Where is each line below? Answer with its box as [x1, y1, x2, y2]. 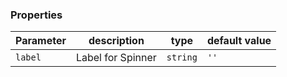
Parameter [15, 34, 67, 48]
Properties [10, 8, 63, 22]
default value [206, 34, 272, 48]
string [166, 52, 198, 63]
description [88, 34, 145, 48]
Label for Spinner [75, 51, 157, 65]
